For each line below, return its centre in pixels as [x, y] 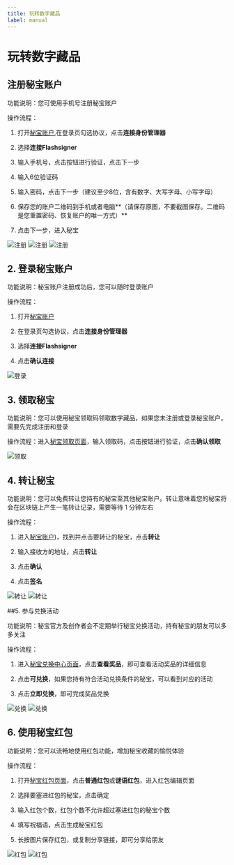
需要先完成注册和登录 [38, 427]
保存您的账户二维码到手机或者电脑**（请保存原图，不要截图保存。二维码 [121, 206]
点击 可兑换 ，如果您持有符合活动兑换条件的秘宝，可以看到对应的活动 [115, 679]
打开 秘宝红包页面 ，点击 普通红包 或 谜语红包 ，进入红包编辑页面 [106, 780]
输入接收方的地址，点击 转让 [57, 551]
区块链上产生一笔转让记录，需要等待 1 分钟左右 [86, 507]
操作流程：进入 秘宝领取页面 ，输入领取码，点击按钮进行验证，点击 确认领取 [114, 442]
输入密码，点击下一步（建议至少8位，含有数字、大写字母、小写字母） [117, 192]
